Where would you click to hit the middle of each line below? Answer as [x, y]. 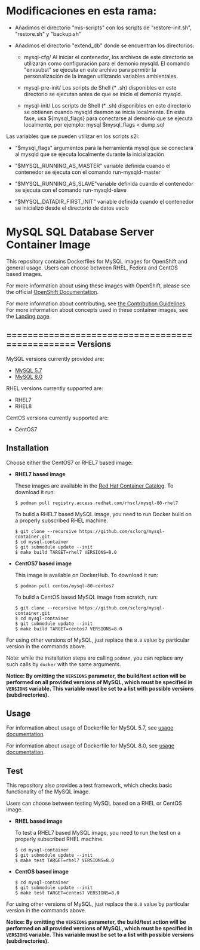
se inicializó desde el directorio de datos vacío [72, 208]
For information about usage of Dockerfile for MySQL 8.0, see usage [90, 746]
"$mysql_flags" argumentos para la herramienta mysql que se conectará [104, 148]
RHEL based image [39, 821]
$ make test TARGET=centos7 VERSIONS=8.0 [67, 893]
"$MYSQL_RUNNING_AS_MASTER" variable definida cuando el [93, 166]
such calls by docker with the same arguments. [64, 664]
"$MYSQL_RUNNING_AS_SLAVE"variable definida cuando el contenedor [104, 183]
